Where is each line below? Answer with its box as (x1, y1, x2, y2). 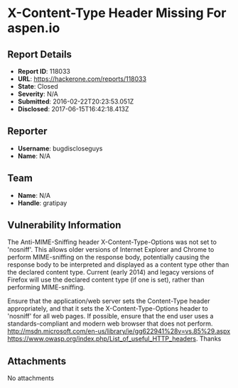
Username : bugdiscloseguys (17, 144, 103, 153)
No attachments (7, 374, 55, 382)
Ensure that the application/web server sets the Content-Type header (7, 296, 210, 306)
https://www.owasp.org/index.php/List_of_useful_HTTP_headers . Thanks (7, 335, 222, 343)
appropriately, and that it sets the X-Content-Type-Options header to (7, 304, 208, 313)
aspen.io (7, 20, 60, 36)
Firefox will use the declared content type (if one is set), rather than (7, 275, 205, 284)
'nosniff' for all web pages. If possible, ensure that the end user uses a (7, 312, 214, 321)
